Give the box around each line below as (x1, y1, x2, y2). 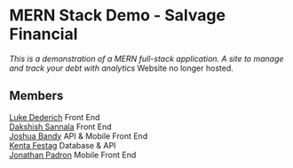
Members (9, 88, 64, 103)
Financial (9, 24, 78, 44)
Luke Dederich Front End (9, 111, 100, 122)
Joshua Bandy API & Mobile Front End (9, 130, 148, 141)
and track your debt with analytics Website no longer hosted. (9, 63, 234, 73)
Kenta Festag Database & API (9, 140, 116, 150)
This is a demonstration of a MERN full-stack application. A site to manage (9, 53, 284, 64)
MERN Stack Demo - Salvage (9, 5, 226, 26)
